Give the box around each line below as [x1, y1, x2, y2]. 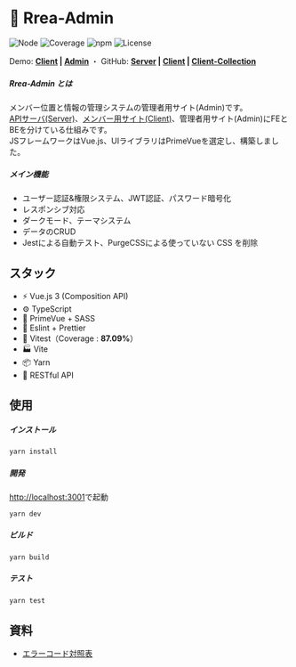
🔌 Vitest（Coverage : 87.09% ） [21, 333, 138, 344]
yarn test [9, 596, 46, 605]
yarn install [9, 447, 58, 457]
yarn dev [9, 509, 42, 518]
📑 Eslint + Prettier [21, 322, 86, 333]
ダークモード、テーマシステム [21, 215, 132, 225]
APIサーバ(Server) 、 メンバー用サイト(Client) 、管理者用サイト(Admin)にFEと [9, 113, 289, 124]
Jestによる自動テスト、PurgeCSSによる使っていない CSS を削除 [21, 237, 259, 248]
